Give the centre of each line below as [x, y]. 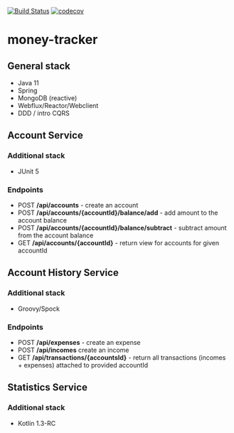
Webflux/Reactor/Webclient [58, 106]
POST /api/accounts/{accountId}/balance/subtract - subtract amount [122, 228]
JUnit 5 [28, 171]
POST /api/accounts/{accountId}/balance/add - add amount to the [118, 213]
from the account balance [55, 235]
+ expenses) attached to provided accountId [83, 365]
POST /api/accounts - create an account [78, 205]
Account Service [45, 135]
